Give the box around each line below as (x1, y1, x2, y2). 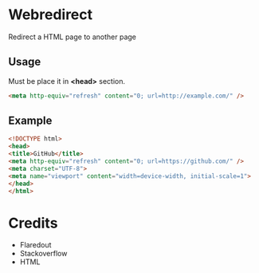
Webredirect (8, 6, 93, 24)
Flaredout (19, 240, 52, 250)
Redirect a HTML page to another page (8, 32, 137, 42)
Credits (8, 214, 58, 232)
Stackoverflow (19, 249, 68, 259)
